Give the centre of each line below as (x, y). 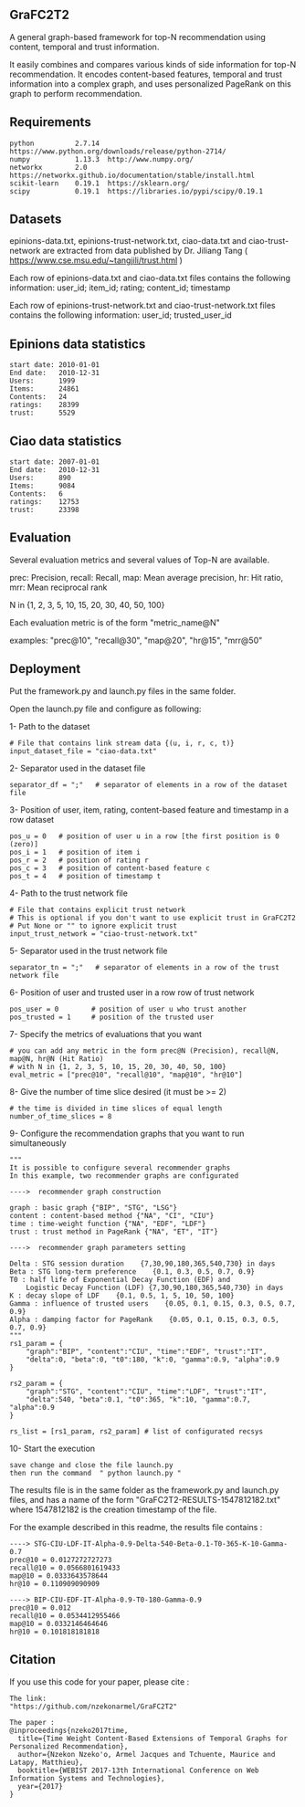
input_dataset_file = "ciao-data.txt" (83, 751)
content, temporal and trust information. (84, 47)
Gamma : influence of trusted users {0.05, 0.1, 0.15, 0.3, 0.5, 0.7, (153, 1303)
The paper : (32, 1722)
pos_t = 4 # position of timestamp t (85, 876)
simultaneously (38, 1143)
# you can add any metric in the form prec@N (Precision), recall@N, (145, 1051)
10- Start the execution (53, 1448)
